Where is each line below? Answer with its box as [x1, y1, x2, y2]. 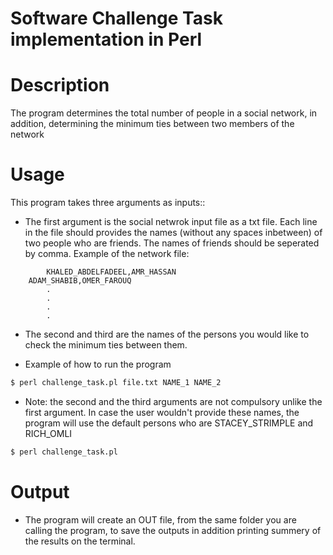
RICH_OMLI [24, 427, 73, 439]
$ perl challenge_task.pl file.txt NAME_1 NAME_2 [10, 378, 222, 388]
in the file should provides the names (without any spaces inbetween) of [24, 227, 323, 239]
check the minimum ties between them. [24, 339, 188, 351]
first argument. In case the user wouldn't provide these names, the [24, 406, 300, 418]
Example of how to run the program [24, 358, 172, 371]
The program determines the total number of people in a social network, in [10, 107, 318, 119]
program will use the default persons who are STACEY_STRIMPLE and [24, 417, 314, 429]
